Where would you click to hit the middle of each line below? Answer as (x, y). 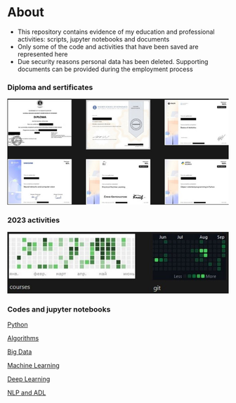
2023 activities (34, 220)
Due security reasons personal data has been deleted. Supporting (113, 61)
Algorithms (23, 338)
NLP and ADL (27, 392)
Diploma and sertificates (50, 87)
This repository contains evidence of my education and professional (116, 32)
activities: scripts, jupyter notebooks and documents (93, 39)
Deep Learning (29, 379)
